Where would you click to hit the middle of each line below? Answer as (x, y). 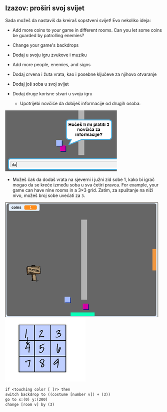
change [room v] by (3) (30, 404)
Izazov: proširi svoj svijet (45, 8)
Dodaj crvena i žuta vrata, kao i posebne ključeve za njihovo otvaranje (84, 74)
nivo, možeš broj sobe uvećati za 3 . (49, 195)
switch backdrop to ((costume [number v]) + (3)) (58, 394)
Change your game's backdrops (45, 45)
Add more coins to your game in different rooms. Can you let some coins (87, 30)
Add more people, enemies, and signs (51, 64)
